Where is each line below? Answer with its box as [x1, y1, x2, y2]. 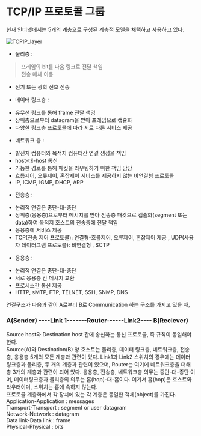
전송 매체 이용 [20, 70, 54, 77]
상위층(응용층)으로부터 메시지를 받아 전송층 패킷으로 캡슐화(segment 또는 [14, 211, 188, 219]
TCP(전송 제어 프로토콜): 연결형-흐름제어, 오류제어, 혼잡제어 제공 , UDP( [14, 234, 185, 241]
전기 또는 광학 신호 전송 [14, 83, 70, 90]
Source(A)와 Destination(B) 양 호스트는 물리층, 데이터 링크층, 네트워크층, [6, 346, 179, 353]
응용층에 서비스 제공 [14, 226, 62, 234]
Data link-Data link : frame [6, 417, 71, 424]
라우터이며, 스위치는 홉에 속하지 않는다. [6, 383, 98, 390]
